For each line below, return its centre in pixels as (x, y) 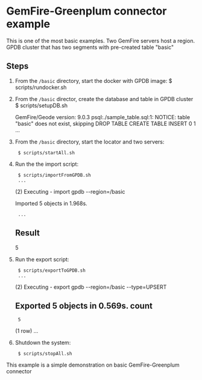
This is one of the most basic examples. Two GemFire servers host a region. (100, 41)
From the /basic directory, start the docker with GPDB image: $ (93, 80)
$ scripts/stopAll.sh (45, 354)
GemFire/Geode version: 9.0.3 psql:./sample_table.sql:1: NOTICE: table (103, 117)
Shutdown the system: (43, 342)
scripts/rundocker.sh (41, 87)
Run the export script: (42, 259)
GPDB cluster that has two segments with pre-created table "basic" (90, 47)
